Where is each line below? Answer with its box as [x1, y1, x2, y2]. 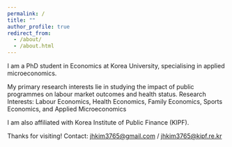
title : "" [7, 17, 36, 24]
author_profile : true [7, 23, 70, 30]
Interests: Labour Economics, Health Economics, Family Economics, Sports [7, 98, 223, 105]
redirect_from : [7, 29, 52, 37]
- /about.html [13, 42, 54, 49]
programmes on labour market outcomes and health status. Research [7, 90, 207, 98]
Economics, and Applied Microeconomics [7, 105, 127, 113]
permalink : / [7, 10, 45, 17]
